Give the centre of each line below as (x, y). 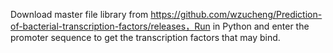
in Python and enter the (261, 26)
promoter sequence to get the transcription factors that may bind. (145, 37)
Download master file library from (79, 14)
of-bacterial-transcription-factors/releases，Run (110, 26)
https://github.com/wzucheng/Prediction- (236, 14)
